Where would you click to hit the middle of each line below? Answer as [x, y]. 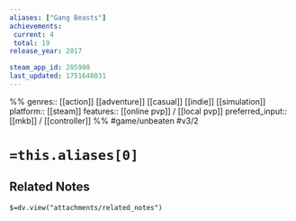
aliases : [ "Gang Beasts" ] [58, 18]
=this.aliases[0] [74, 156]
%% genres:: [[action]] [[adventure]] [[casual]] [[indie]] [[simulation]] [138, 101]
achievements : [36, 26]
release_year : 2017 [46, 51]
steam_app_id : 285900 [50, 68]
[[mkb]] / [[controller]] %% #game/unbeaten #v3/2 [104, 120]
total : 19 [31, 43]
